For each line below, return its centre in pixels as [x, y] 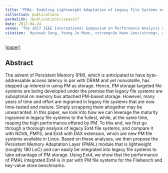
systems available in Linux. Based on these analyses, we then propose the [82, 138]
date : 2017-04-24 [23, 24]
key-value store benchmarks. [35, 165]
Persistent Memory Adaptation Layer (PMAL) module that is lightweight [78, 144]
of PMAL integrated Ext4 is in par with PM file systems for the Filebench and [84, 160]
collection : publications [32, 14]
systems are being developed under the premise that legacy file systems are [84, 91]
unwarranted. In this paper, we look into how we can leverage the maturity [82, 112]
